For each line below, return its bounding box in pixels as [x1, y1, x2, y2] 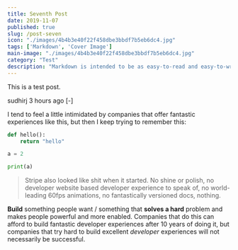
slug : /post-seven [7, 30, 62, 38]
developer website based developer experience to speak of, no [24, 183, 210, 192]
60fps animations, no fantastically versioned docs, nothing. [48, 191, 221, 200]
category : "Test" [7, 57, 59, 64]
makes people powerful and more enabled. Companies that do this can [7, 212, 215, 221]
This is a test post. [7, 82, 62, 91]
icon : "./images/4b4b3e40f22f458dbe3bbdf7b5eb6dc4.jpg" [7, 37, 176, 44]
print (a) [7, 164, 33, 171]
